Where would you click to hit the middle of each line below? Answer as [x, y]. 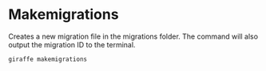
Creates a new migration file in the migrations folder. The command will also [133, 36]
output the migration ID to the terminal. [72, 44]
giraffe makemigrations [48, 59]
